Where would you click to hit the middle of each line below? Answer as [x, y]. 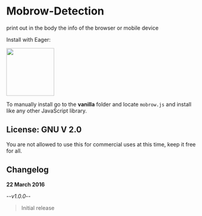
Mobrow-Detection [55, 11]
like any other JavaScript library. [47, 111]
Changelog [28, 170]
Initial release [38, 208]
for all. [14, 151]
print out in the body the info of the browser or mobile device [82, 28]
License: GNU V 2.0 [44, 130]
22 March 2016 [26, 184]
